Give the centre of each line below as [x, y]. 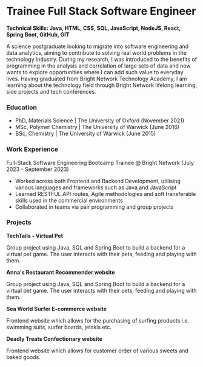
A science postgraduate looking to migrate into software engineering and [98, 46]
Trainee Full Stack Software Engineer [101, 11]
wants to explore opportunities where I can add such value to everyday [95, 72]
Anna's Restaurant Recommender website [61, 272]
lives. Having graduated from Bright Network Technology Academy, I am [97, 79]
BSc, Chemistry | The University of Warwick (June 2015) [85, 134]
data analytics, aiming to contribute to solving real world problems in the [96, 52]
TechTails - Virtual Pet [35, 236]
